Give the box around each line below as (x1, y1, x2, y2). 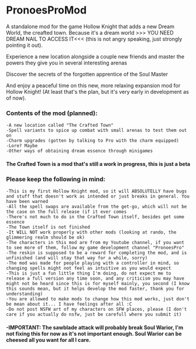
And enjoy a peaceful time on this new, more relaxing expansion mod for (6, 82, 181, 89)
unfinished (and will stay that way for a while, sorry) (6, 255, 148, 261)
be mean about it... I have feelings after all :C (6, 301, 132, 307)
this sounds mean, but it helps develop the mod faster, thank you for (6, 286, 184, 292)
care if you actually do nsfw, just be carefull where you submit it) (6, 311, 182, 317)
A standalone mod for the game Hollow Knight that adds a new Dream (6, 23, 174, 30)
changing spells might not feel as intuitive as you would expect (6, 265, 171, 272)
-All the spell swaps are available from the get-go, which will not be (6, 204, 187, 210)
